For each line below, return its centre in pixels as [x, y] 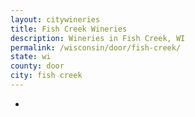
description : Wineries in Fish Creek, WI [98, 38]
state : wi [31, 57]
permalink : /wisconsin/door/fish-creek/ [96, 47]
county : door [37, 66]
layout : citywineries [55, 19]
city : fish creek [46, 76]
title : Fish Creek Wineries [69, 29]
